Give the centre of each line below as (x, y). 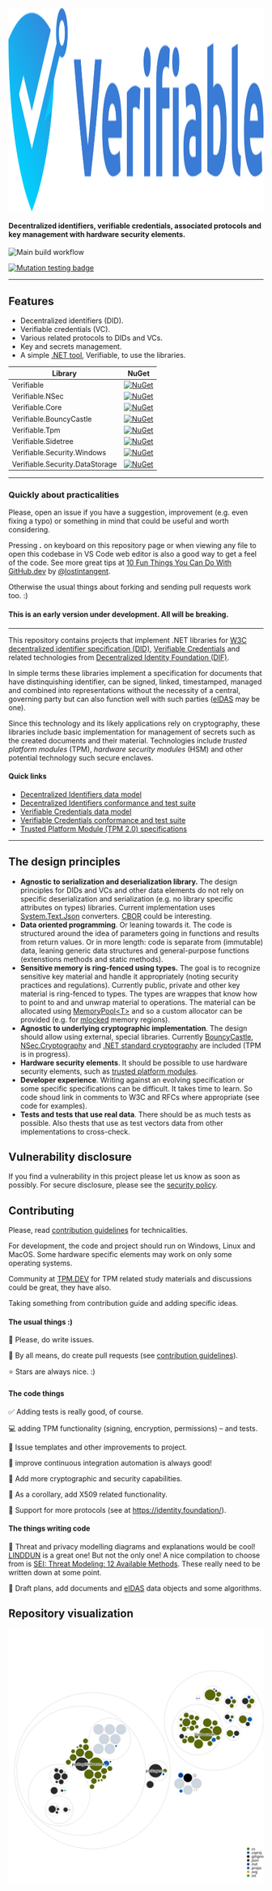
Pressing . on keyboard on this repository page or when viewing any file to (132, 545)
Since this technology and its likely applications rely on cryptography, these (134, 723)
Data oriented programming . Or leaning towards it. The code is (126, 924)
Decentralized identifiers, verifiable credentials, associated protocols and (135, 226)
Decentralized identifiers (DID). (72, 321)
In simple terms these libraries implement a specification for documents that (135, 673)
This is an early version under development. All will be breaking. (119, 614)
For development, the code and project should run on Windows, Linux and (132, 1246)
